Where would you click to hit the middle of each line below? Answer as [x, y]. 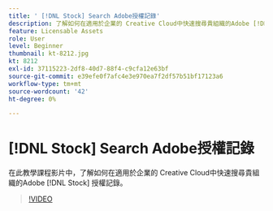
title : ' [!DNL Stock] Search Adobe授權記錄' [84, 16]
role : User [27, 39]
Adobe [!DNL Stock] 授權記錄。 [75, 183]
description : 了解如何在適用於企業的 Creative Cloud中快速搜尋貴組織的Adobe [129, 24]
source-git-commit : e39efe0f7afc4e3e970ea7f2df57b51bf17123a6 [116, 76]
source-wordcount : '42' [49, 91]
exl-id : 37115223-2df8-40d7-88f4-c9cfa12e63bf [89, 69]
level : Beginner [36, 46]
